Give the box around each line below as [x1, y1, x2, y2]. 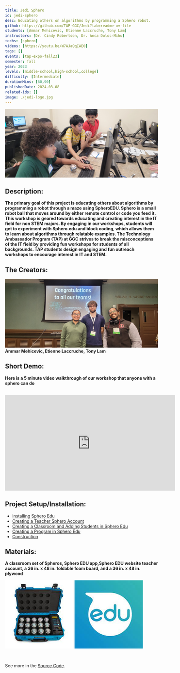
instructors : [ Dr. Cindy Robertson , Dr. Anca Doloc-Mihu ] [5, 33, 125, 38]
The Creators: [5, 266, 48, 274]
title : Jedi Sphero [5, 8, 45, 13]
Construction [12, 533, 38, 539]
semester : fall [5, 59, 36, 64]
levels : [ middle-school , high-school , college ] [5, 69, 98, 74]
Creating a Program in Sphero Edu [12, 529, 81, 534]
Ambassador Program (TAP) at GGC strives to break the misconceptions [5, 236, 154, 242]
